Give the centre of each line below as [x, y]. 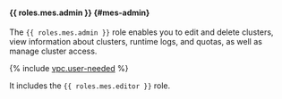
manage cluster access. [53, 51]
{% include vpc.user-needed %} [69, 69]
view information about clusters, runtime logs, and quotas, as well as [136, 42]
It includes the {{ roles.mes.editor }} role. [90, 86]
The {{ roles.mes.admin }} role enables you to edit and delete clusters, [141, 32]
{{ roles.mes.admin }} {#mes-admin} [80, 12]
